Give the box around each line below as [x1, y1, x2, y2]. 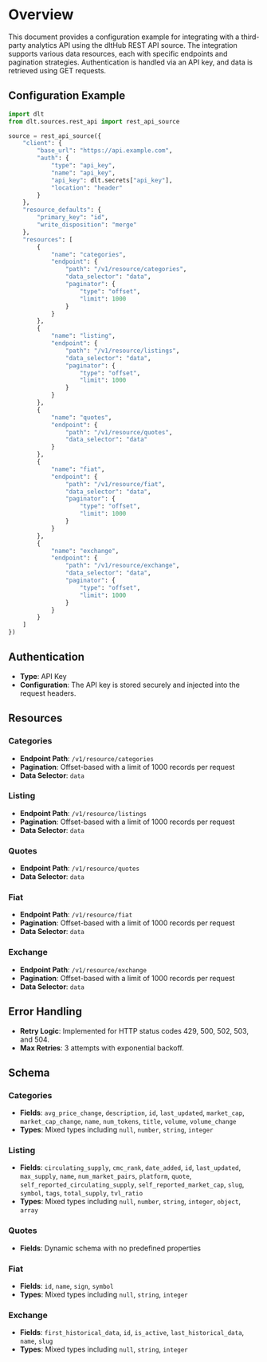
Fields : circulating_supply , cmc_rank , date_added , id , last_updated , [19, 1163, 241, 1172]
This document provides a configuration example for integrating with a [8, 32, 240, 41]
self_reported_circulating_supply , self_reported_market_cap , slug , [19, 1179, 245, 1189]
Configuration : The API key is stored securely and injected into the [19, 680, 241, 689]
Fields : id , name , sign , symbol [19, 1282, 114, 1291]
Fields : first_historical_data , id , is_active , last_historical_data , [19, 1328, 245, 1337]
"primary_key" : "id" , [37, 214, 109, 222]
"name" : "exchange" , [50, 547, 120, 555]
